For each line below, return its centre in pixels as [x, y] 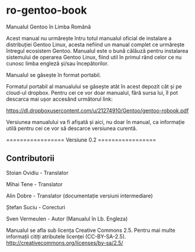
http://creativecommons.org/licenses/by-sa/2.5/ [65, 243]
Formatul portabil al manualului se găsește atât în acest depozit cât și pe [94, 86]
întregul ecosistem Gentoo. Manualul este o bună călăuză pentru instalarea [97, 50]
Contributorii [30, 159]
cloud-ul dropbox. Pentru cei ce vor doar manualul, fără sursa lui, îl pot [92, 92]
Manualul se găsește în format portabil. [54, 75]
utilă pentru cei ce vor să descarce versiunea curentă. [72, 128]
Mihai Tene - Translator [35, 184]
